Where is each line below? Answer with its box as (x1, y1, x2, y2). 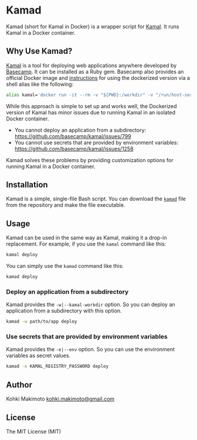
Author (6, 379, 32, 389)
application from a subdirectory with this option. (6, 307, 122, 314)
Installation (6, 180, 48, 190)
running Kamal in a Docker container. (6, 163, 96, 170)
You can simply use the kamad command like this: (6, 263, 124, 270)
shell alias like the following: (6, 80, 74, 88)
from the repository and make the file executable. (6, 201, 125, 209)
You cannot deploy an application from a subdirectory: (14, 126, 147, 133)
